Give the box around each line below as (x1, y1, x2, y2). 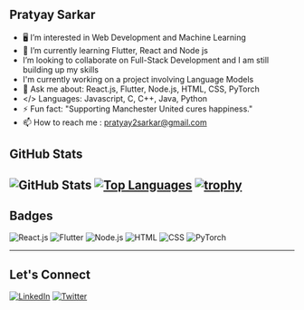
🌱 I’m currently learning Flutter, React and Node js (22, 44, 208, 55)
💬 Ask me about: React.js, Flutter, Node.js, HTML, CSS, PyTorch (22, 83, 261, 94)
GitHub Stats (9, 147, 83, 162)
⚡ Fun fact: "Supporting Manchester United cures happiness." (22, 103, 253, 114)
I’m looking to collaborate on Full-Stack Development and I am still (22, 54, 270, 65)
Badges (9, 208, 53, 223)
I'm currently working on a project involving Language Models (22, 73, 254, 84)
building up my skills (22, 63, 100, 75)
